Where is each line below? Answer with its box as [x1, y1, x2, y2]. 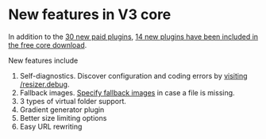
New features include [8, 56, 79, 65]
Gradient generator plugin [19, 105, 105, 114]
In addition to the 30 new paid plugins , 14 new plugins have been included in [8, 32, 259, 41]
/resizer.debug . [19, 79, 70, 89]
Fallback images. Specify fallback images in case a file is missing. [19, 87, 236, 97]
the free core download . [8, 40, 87, 49]
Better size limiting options [19, 113, 107, 122]
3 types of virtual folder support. [19, 96, 127, 106]
